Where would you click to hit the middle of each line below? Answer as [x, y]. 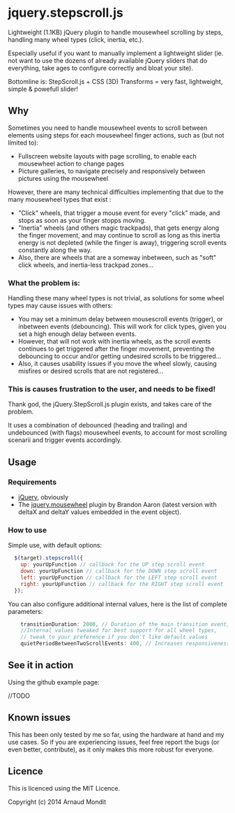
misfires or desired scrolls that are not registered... [91, 371]
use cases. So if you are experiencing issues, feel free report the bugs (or [114, 742]
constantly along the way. [55, 250]
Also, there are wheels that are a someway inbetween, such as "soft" [117, 257]
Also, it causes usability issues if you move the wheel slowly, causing [117, 364]
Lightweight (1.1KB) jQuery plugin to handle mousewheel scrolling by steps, [116, 32]
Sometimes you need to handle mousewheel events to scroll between [108, 128]
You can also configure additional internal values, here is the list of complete [117, 604]
